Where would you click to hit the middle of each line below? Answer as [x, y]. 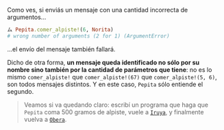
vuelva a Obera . [45, 119]
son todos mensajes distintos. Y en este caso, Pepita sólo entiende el [105, 84]
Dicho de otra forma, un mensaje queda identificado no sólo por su [103, 62]
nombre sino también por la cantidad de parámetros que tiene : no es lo [110, 69]
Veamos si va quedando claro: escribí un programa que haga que [116, 105]
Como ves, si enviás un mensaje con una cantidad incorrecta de [98, 10]
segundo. [21, 91]
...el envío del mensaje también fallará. [61, 49]
